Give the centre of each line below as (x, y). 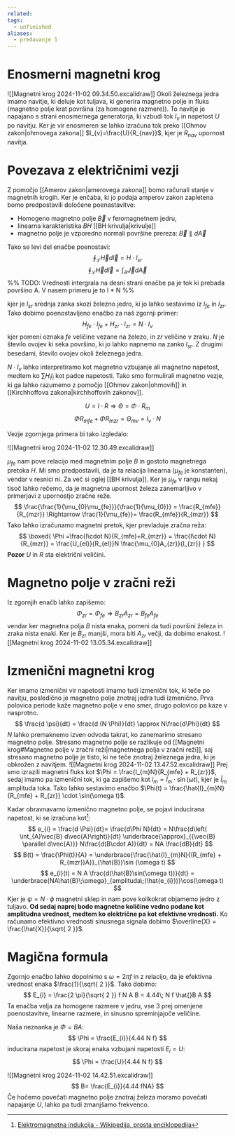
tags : (15, 20)
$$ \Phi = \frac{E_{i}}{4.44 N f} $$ (117, 1038)
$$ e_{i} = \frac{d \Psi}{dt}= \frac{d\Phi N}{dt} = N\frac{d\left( (117, 829)
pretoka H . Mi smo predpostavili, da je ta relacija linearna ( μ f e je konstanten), (117, 471)
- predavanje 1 (36, 40)
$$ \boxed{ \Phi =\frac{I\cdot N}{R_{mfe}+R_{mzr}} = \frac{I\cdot (113, 536)
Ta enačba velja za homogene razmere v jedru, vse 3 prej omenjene (105, 1006)
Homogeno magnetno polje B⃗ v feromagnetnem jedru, (97, 218)
